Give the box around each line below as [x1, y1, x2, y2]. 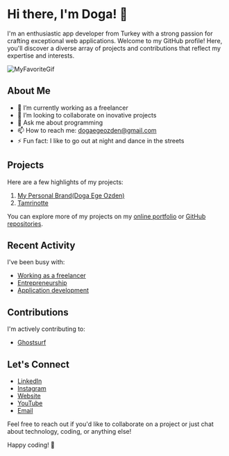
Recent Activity [7, 239, 76, 251]
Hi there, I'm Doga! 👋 [7, 6, 128, 22]
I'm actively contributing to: [7, 325, 85, 333]
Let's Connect [7, 358, 69, 370]
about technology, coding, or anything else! [7, 427, 132, 435]
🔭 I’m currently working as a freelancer [17, 104, 128, 112]
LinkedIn [17, 377, 42, 385]
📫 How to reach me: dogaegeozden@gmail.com [17, 126, 158, 134]
